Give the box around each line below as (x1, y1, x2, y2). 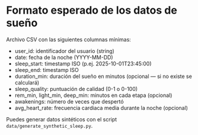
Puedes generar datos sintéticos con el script (6, 115, 117, 123)
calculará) (14, 79, 40, 86)
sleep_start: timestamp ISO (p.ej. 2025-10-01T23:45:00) (14, 60, 152, 67)
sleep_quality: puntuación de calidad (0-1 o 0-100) (14, 85, 138, 92)
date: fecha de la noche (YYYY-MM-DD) (14, 54, 114, 61)
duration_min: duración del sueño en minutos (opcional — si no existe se (14, 73, 193, 80)
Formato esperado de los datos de (6, 4, 178, 17)
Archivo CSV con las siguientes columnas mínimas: (6, 36, 132, 43)
